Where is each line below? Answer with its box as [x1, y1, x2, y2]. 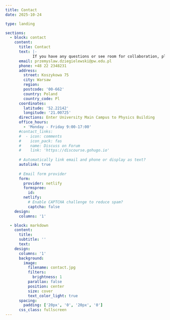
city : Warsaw [23, 77, 51, 82]
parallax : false [27, 279, 62, 284]
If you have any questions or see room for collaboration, [32, 54, 159, 59]
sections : [5, 30, 26, 35]
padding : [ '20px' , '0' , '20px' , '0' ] [23, 303, 103, 308]
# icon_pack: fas [18, 139, 62, 144]
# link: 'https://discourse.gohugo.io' [18, 148, 110, 153]
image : [23, 260, 37, 265]
